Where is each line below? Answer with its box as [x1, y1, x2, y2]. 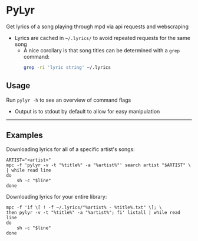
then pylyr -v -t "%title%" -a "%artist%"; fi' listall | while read [6, 210, 181, 216]
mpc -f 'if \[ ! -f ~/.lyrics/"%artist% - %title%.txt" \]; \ [6, 205, 162, 210]
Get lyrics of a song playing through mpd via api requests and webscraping [6, 23, 189, 30]
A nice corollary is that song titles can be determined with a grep [23, 46, 180, 53]
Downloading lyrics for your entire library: [6, 193, 107, 200]
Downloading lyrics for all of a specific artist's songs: [6, 146, 136, 153]
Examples [6, 130, 43, 140]
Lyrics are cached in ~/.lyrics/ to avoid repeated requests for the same [14, 34, 190, 41]
